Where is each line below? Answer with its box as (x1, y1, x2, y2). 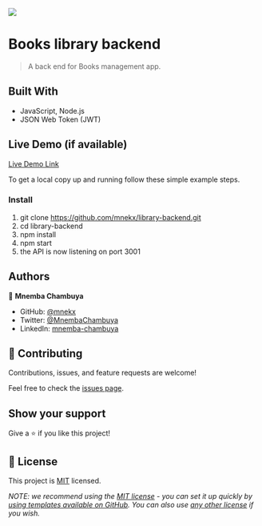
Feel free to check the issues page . (8, 383, 124, 393)
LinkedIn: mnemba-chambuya (19, 323, 119, 333)
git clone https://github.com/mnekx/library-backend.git (19, 212, 201, 222)
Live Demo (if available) (8, 138, 128, 151)
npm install (19, 229, 57, 239)
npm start (19, 238, 52, 247)
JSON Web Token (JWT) (19, 114, 101, 124)
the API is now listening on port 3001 (19, 247, 141, 256)
